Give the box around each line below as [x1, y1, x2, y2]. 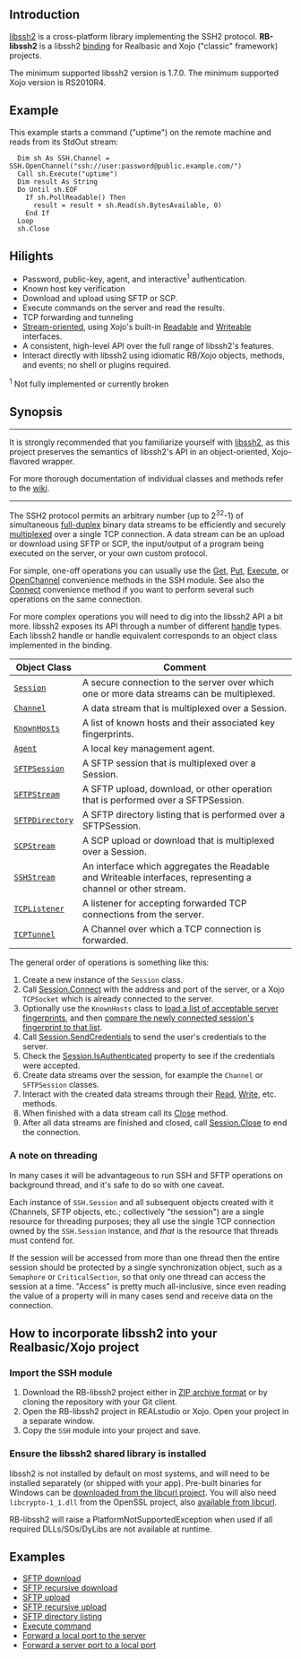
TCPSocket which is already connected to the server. [21, 994, 214, 1004]
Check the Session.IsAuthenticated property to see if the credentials [21, 1051, 276, 1062]
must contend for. [9, 1235, 75, 1246]
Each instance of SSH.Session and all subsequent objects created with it [9, 1196, 274, 1207]
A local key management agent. [82, 743, 215, 755]
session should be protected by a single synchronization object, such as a [9, 1262, 283, 1272]
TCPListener [13, 904, 65, 914]
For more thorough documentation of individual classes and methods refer [9, 473, 284, 483]
